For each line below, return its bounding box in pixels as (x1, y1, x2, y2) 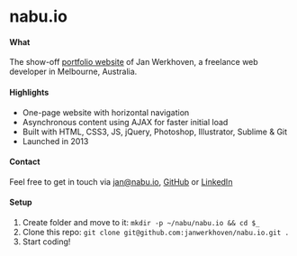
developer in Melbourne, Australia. (9, 66, 138, 78)
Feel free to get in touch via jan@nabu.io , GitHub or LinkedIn (9, 176, 233, 187)
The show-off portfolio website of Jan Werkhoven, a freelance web (9, 57, 258, 68)
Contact (9, 156, 40, 168)
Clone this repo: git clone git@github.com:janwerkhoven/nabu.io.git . (22, 227, 290, 237)
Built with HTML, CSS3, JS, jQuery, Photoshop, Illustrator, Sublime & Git (22, 126, 288, 137)
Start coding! (22, 236, 71, 247)
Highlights (9, 87, 49, 97)
